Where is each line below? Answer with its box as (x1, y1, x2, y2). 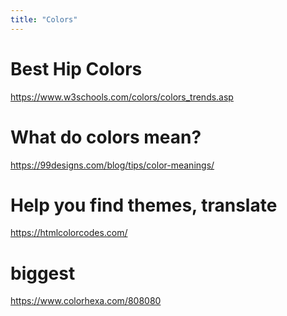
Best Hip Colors (10, 57, 143, 80)
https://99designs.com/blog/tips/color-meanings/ (10, 159, 215, 171)
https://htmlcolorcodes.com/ (10, 227, 128, 239)
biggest (10, 262, 76, 285)
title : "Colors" (10, 14, 78, 25)
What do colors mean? (10, 126, 202, 148)
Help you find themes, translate (10, 194, 278, 216)
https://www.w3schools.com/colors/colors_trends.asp (10, 91, 234, 103)
